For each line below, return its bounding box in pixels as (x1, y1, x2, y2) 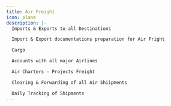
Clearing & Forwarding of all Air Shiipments (11, 79, 128, 86)
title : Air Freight (6, 8, 55, 15)
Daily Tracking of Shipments (11, 90, 85, 96)
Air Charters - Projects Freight (11, 69, 95, 75)
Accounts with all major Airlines (11, 58, 98, 64)
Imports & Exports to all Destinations (11, 25, 112, 32)
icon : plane (6, 14, 36, 20)
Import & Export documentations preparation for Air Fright (11, 37, 165, 43)
